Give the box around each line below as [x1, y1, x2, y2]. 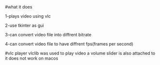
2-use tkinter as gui [5, 22, 44, 28]
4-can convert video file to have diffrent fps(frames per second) [5, 41, 133, 47]
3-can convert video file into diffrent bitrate [5, 32, 92, 37]
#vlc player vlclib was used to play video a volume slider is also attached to [5, 50, 156, 56]
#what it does [5, 4, 32, 10]
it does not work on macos [5, 55, 58, 61]
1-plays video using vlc [5, 13, 51, 19]
